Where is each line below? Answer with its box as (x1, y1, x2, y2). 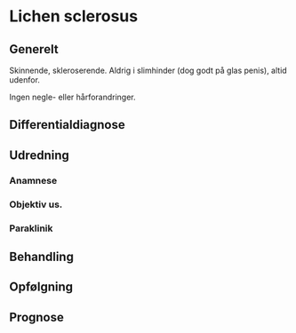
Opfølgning (9, 280, 74, 295)
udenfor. (9, 75, 40, 85)
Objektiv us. (9, 198, 63, 210)
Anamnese (9, 174, 58, 186)
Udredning (9, 147, 69, 163)
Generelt (9, 42, 60, 57)
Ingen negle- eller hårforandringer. (9, 91, 136, 102)
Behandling (9, 249, 74, 264)
